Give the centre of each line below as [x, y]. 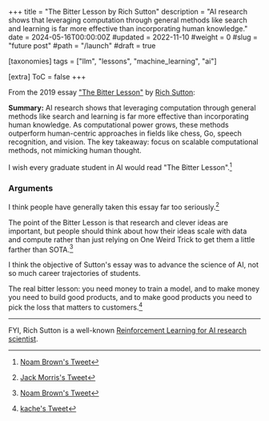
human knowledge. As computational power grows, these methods [119, 125]
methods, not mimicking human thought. [75, 150]
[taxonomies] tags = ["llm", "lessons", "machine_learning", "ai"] [113, 61]
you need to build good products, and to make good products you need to [130, 298]
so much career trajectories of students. [75, 273]
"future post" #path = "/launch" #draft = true [82, 46]
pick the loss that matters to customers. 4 [76, 306]
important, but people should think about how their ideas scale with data [128, 231]
